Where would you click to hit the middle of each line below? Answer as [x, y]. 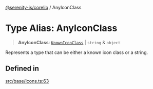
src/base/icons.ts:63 [27, 81]
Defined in [22, 69]
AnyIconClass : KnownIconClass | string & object [69, 42]
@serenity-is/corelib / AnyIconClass [43, 7]
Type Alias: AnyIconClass [61, 28]
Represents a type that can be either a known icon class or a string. [77, 52]
